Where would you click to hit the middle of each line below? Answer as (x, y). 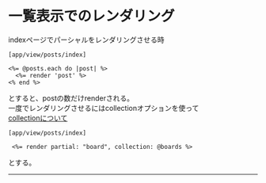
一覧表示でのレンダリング (92, 16)
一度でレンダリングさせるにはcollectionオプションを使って (104, 108)
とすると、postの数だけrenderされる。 (71, 98)
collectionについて (38, 118)
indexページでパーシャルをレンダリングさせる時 (86, 40)
